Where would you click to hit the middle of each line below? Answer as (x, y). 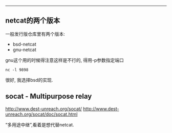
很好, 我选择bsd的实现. (29, 80)
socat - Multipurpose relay (49, 96)
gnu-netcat (25, 50)
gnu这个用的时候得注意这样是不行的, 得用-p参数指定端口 (65, 60)
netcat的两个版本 (33, 21)
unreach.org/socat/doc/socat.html (41, 114)
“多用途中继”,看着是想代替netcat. (40, 125)
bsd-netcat (25, 44)
